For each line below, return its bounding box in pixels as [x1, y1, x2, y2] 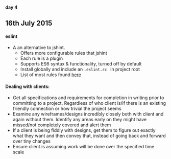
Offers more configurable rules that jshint [20, 50, 107, 56]
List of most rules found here [20, 72, 82, 78]
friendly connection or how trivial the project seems [12, 105, 121, 112]
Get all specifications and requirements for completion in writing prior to [12, 95, 164, 101]
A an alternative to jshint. [12, 44, 65, 51]
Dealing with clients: [5, 83, 50, 89]
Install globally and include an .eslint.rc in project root [20, 66, 140, 73]
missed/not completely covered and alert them [12, 122, 111, 128]
